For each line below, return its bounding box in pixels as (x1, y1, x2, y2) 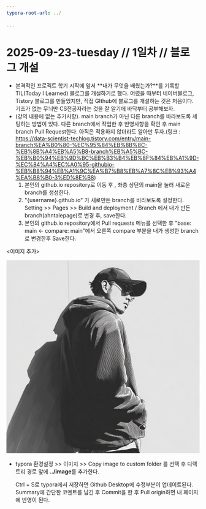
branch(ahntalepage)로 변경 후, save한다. (24, 212, 127, 219)
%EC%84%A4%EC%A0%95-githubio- (15, 161, 115, 168)
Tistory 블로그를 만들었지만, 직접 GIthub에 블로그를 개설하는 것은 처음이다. (15, 97, 194, 105)
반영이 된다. (21, 496, 50, 503)
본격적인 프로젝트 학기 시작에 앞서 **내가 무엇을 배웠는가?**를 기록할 (15, 82, 180, 89)
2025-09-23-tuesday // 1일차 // (6, 45, 168, 59)
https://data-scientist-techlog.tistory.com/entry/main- (15, 135, 151, 142)
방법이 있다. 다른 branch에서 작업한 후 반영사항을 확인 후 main (31, 120, 181, 128)
